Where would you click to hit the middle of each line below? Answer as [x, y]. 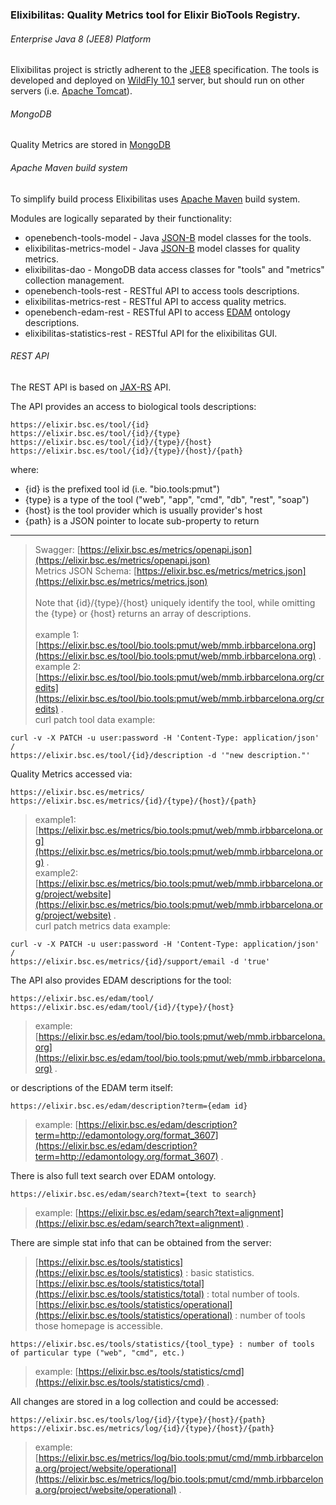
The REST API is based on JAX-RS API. [91, 387]
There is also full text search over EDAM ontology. [113, 1175]
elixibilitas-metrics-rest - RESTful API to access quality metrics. [155, 301]
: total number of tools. [253, 1294]
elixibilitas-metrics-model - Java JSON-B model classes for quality [162, 248]
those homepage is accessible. [98, 1325]
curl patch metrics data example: [102, 925]
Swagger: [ [57, 549]
